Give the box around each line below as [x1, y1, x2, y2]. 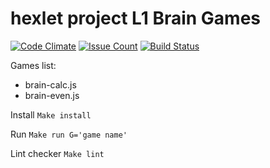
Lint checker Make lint [10, 147, 105, 159]
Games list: [10, 59, 57, 71]
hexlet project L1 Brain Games [10, 7, 262, 30]
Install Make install [10, 108, 92, 121]
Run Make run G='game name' [10, 128, 128, 140]
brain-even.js [24, 89, 80, 101]
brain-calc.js [24, 78, 77, 91]
